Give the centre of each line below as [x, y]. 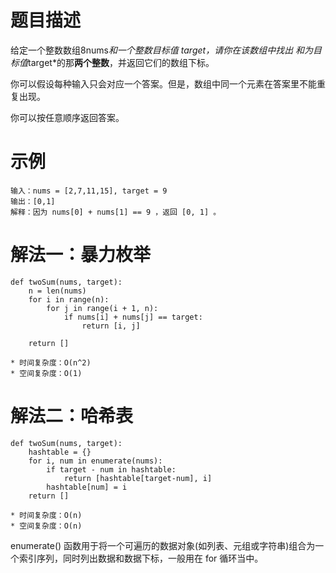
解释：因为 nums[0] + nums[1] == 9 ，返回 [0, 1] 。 [116, 212]
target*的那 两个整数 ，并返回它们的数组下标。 [121, 62]
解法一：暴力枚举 [81, 255]
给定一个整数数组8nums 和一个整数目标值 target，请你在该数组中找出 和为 [162, 50]
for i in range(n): [69, 299]
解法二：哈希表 [72, 416]
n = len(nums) [57, 291]
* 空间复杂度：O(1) [46, 373]
